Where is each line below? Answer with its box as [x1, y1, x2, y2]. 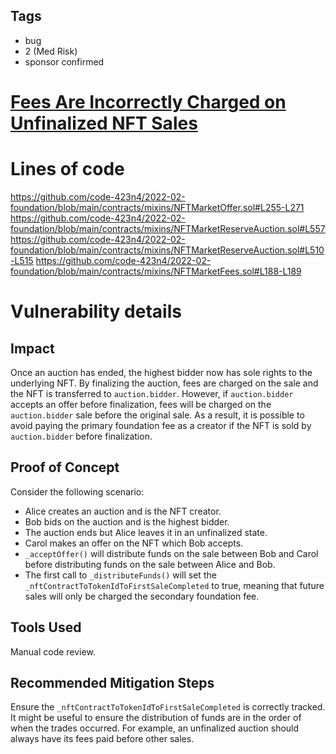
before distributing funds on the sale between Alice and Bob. [24, 558, 276, 570]
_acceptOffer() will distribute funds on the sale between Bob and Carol [24, 547, 319, 559]
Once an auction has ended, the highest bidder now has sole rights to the [10, 366, 313, 378]
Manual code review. [10, 645, 96, 658]
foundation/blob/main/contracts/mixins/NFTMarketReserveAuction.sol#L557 [10, 222, 326, 234]
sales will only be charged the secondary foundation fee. [24, 590, 260, 602]
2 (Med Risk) [24, 45, 78, 57]
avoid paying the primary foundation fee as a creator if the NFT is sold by [10, 419, 312, 431]
